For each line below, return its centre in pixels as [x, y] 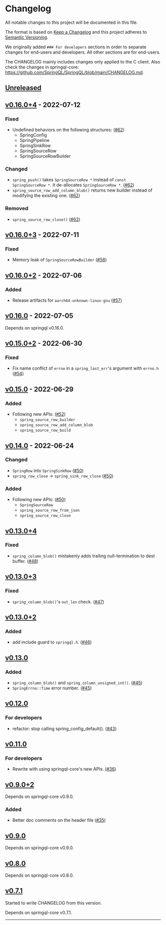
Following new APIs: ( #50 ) [39, 500]
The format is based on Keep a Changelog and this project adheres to [76, 32]
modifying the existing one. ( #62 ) [46, 196]
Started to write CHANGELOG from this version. [54, 903]
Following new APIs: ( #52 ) [39, 414]
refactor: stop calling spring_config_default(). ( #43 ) [64, 728]
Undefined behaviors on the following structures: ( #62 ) [68, 130]
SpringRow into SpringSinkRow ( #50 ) [48, 470]
